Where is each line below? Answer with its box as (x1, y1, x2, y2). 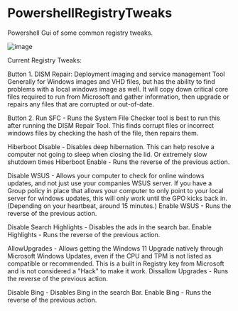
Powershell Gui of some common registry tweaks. (7, 28, 153, 37)
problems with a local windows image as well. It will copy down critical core (7, 84, 229, 93)
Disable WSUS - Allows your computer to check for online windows (7, 171, 205, 180)
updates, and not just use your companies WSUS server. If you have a (7, 179, 212, 187)
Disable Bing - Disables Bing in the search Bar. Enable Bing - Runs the (7, 288, 212, 296)
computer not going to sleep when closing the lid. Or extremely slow (7, 150, 207, 158)
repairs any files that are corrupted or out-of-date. (7, 99, 155, 108)
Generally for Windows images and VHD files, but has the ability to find (7, 77, 215, 86)
